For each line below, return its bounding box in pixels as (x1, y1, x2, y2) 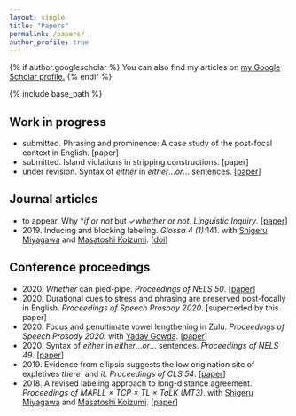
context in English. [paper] (21, 147, 120, 158)
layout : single (9, 12, 66, 22)
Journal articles (9, 192, 98, 207)
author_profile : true (9, 37, 90, 47)
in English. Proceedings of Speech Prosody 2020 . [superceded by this (21, 302, 279, 313)
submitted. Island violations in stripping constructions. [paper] (21, 157, 250, 168)
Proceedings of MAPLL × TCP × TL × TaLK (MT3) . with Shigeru (21, 387, 254, 397)
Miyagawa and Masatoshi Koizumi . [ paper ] (21, 396, 179, 407)
